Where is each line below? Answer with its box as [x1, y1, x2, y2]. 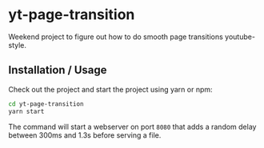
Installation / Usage [8, 64, 107, 77]
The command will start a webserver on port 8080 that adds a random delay [8, 122, 257, 131]
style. [8, 40, 26, 49]
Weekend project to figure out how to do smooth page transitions [8, 32, 224, 41]
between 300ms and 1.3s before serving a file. [8, 130, 162, 140]
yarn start [8, 107, 45, 115]
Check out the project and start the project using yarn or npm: [8, 84, 214, 94]
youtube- [225, 32, 256, 41]
